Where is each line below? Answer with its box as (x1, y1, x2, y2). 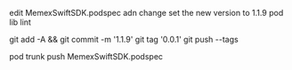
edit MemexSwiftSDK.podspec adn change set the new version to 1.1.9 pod (9, 8, 284, 18)
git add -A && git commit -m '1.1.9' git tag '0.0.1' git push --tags (9, 35, 239, 44)
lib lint (9, 17, 31, 27)
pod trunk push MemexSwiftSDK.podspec (9, 51, 163, 61)
